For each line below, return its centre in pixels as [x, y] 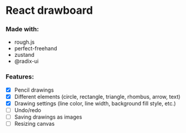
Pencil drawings [34, 90]
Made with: [22, 29]
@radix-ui [26, 61]
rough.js [25, 42]
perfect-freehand [36, 49]
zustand [24, 55]
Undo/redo [28, 110]
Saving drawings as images [48, 117]
